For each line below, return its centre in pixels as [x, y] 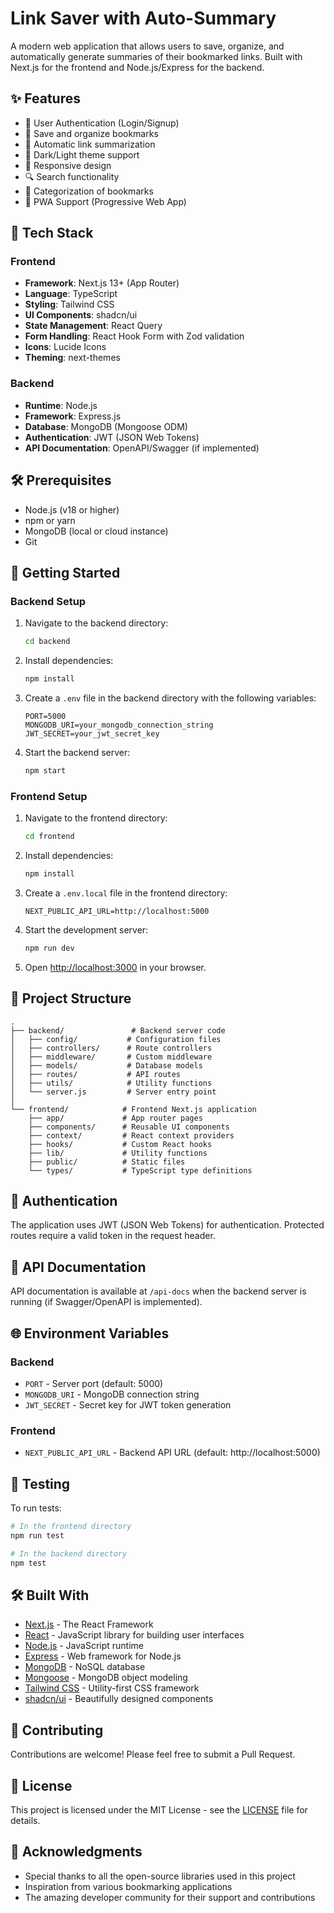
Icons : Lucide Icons [65, 347]
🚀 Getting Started [65, 572]
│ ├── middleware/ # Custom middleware [111, 1057]
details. [25, 1820]
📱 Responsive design [68, 165]
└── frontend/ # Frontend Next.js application [133, 1109]
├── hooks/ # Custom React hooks [120, 1144]
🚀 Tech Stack [52, 233]
